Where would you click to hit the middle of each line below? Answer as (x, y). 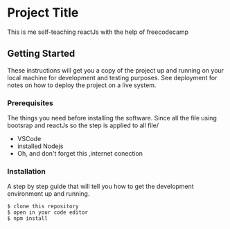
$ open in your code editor (48, 212)
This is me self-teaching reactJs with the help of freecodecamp (98, 32)
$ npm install (28, 219)
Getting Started (41, 54)
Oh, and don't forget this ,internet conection (80, 154)
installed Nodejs (40, 146)
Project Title (43, 13)
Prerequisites (30, 103)
